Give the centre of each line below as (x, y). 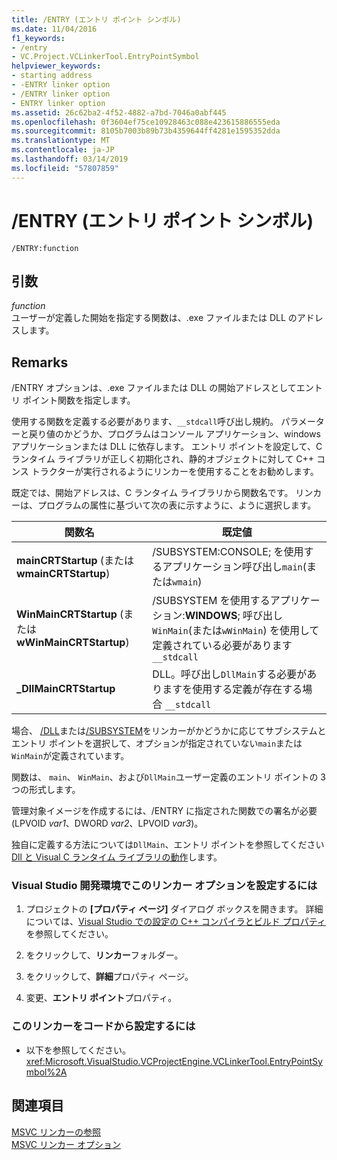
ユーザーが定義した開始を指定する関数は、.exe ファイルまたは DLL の (154, 318)
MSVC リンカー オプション (66, 1144)
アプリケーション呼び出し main (232, 567)
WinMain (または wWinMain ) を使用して (236, 631)
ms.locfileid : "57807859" (65, 168)
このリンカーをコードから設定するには (103, 1026)
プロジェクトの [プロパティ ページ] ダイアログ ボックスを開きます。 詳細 (174, 909)
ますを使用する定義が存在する (232, 689)
